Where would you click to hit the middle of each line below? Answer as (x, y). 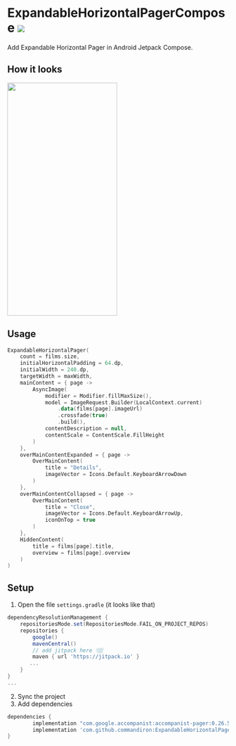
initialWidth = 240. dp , (55, 370)
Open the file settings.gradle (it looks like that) (86, 605)
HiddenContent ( (42, 539)
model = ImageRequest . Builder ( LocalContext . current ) (123, 402)
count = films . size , (50, 356)
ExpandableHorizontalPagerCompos (116, 13)
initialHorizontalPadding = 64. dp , (72, 364)
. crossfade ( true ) (83, 416)
